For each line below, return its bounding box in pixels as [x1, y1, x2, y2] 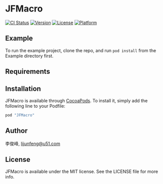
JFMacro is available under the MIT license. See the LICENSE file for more [5, 168, 158, 174]
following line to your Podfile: [5, 103, 66, 109]
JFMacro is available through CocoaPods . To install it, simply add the [5, 97, 148, 103]
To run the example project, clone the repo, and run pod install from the [5, 47, 156, 53]
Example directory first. [5, 53, 54, 59]
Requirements [5, 67, 50, 76]
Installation [5, 84, 41, 93]
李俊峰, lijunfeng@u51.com [5, 140, 60, 146]
